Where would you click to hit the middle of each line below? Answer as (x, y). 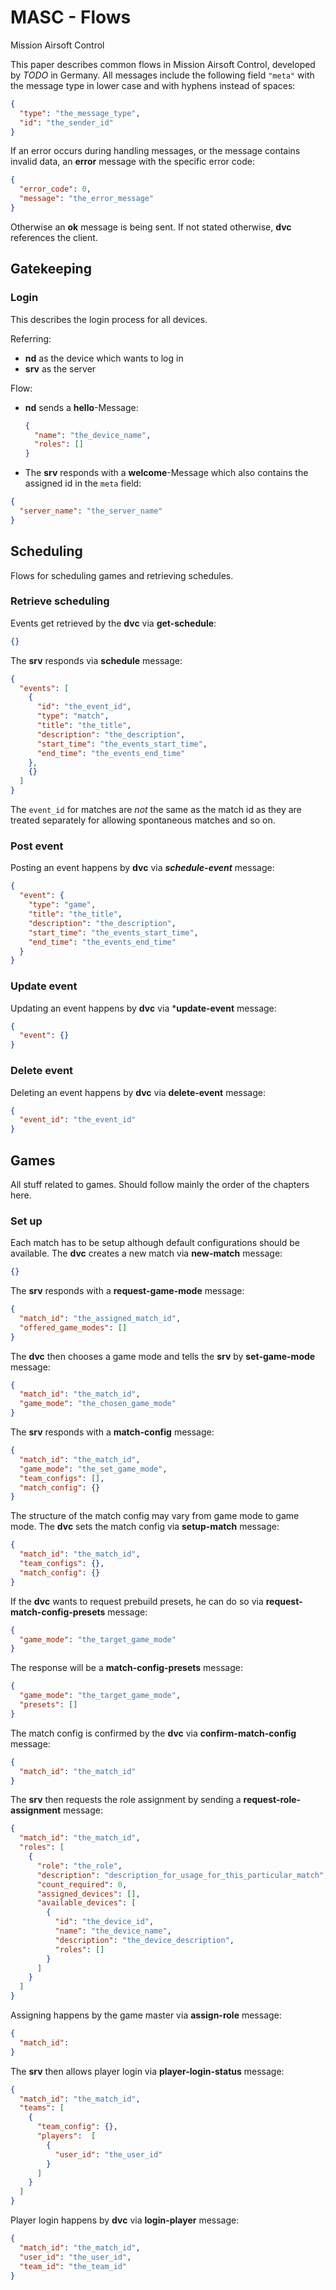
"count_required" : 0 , (82, 1884)
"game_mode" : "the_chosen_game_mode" (98, 1404)
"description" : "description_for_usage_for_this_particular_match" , (182, 1875)
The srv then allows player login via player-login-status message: (147, 2071)
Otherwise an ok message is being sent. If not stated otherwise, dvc (151, 227)
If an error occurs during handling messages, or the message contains (155, 151)
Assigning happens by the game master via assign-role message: (146, 2015)
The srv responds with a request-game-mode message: (127, 1291)
